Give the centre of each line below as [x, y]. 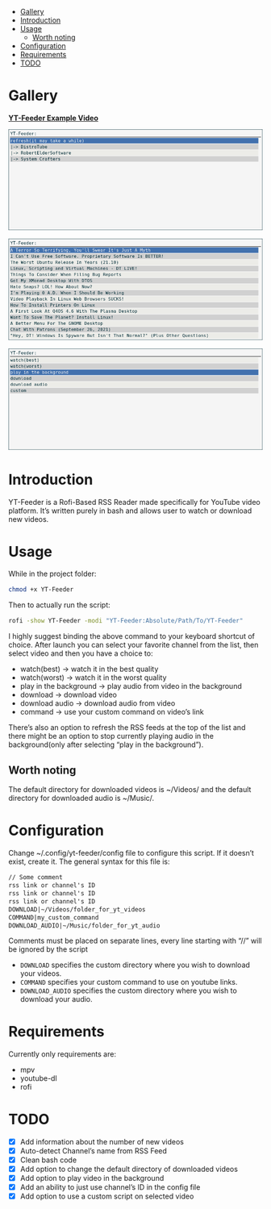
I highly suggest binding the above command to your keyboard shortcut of [132, 636]
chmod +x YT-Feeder [41, 590]
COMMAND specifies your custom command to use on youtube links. [129, 982]
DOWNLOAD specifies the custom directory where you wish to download [135, 965]
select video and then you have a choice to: [81, 653]
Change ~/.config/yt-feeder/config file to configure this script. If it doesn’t [131, 853]
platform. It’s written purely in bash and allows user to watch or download [130, 511]
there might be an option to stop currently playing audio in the [111, 736]
